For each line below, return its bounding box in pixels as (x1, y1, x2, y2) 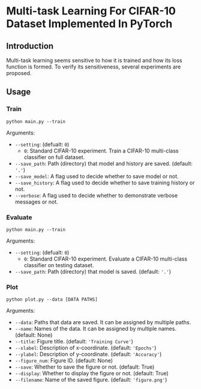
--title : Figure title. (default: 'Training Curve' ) (14, 338, 134, 345)
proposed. (6, 70, 32, 76)
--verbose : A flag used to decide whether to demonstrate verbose (14, 191, 178, 199)
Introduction (6, 41, 54, 51)
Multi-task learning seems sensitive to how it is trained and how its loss (6, 57, 182, 64)
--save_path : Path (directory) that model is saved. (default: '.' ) (14, 268, 172, 275)
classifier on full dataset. (23, 153, 85, 160)
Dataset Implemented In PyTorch (6, 17, 173, 31)
